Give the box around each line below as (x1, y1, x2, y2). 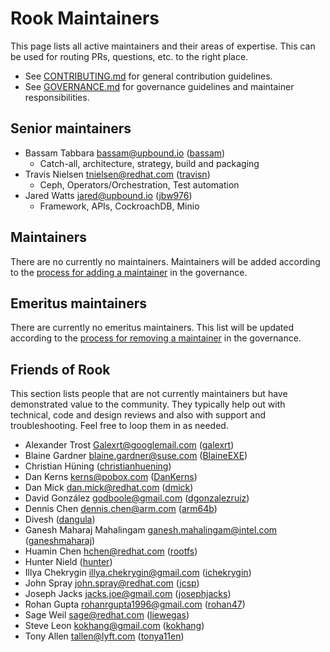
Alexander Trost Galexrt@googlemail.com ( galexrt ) (24, 439, 235, 451)
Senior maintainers (10, 120, 132, 137)
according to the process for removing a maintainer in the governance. (10, 332, 302, 344)
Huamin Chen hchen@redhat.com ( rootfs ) (24, 545, 198, 557)
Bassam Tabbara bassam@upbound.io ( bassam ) (24, 147, 226, 159)
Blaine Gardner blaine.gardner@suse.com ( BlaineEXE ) (24, 450, 248, 462)
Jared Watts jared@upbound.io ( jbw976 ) (24, 189, 193, 201)
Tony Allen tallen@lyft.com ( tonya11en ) (24, 630, 185, 642)
